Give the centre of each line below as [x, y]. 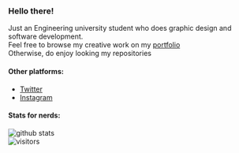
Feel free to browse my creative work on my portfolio [94, 45]
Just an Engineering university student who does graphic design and [120, 28]
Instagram [36, 97]
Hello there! [31, 11]
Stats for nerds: [34, 115]
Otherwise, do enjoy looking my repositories [80, 54]
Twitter [31, 89]
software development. [46, 36]
